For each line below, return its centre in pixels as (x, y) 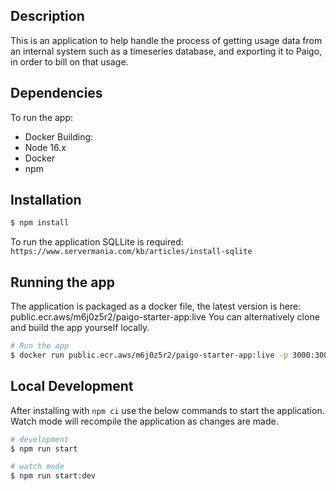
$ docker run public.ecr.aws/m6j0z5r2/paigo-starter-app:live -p (149, 355)
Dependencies (56, 93)
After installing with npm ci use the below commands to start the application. (167, 410)
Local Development (72, 386)
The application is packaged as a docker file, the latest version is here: (156, 306)
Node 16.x (45, 147)
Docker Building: (59, 136)
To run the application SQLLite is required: (97, 242)
